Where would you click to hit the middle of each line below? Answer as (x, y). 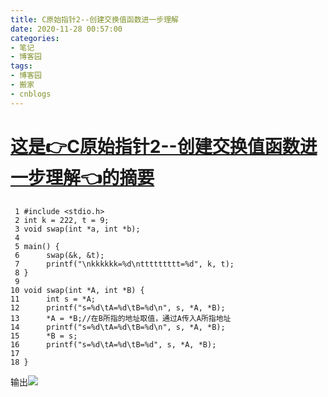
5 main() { (37, 246)
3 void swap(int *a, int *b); (77, 229)
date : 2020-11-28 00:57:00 (66, 29)
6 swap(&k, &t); (59, 255)
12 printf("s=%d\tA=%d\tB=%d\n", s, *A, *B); (118, 307)
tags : (21, 66)
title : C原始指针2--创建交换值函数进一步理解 (95, 19)
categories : (35, 38)
